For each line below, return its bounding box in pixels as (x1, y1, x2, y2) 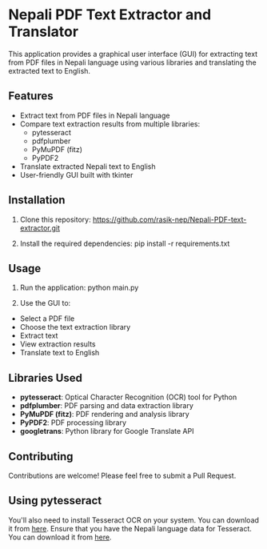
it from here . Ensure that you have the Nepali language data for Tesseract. (8, 523, 252, 533)
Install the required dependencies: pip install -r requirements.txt (19, 238, 230, 248)
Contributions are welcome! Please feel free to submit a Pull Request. (8, 471, 237, 480)
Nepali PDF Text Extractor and (8, 6, 212, 24)
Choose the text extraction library (19, 323, 131, 332)
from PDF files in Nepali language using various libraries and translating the (8, 58, 257, 67)
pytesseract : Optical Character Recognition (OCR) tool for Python (19, 392, 237, 402)
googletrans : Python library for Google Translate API (19, 427, 194, 436)
